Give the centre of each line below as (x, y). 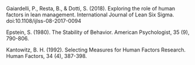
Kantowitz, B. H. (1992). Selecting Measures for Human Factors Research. (96, 50)
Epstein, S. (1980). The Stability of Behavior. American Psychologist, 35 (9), (98, 32)
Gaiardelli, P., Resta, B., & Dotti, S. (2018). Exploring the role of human (91, 8)
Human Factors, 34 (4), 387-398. (47, 56)
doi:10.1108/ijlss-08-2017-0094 (44, 21)
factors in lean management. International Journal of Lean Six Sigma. (90, 15)
